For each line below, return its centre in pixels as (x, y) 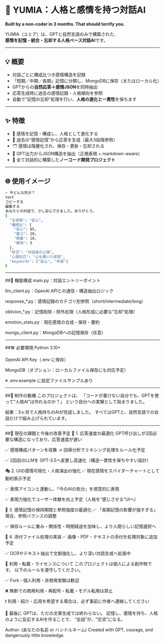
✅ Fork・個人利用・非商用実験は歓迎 (42, 581)
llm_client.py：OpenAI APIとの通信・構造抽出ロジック (59, 291)
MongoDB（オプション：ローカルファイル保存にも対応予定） (67, 370)
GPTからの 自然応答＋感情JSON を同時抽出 (55, 87)
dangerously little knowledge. (35, 635)
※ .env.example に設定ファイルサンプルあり (49, 381)
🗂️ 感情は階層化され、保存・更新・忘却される (58, 146)
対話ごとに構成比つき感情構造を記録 (49, 75)
